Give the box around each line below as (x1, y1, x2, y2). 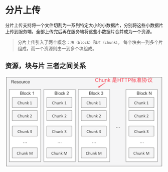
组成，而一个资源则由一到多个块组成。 (17, 45, 97, 51)
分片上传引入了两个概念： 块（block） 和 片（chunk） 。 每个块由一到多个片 (17, 39, 163, 45)
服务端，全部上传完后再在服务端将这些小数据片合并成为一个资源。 (18, 28, 154, 34)
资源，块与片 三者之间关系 (5, 61, 86, 70)
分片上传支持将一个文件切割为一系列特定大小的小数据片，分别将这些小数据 (5, 22, 159, 28)
